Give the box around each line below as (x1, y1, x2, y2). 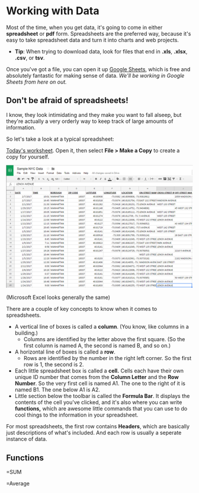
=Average (6, 480, 30, 487)
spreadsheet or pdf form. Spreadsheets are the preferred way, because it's (6, 30, 191, 37)
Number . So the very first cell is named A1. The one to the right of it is (14, 380, 185, 387)
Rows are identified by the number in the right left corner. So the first (23, 355, 192, 362)
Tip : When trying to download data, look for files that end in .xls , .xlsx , (14, 47, 188, 55)
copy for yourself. (6, 153, 49, 160)
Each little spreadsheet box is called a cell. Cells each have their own (14, 367, 184, 374)
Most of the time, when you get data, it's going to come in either (6, 24, 163, 31)
